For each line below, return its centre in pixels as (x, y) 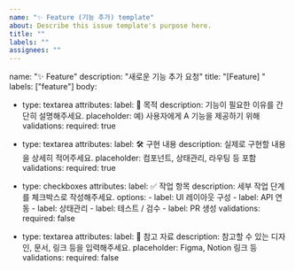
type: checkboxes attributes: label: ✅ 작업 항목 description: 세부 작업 (145, 186)
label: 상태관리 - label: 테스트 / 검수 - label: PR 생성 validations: (149, 208)
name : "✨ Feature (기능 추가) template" (82, 17)
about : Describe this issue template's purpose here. (111, 26)
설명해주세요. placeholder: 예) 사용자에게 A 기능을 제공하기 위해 (149, 116)
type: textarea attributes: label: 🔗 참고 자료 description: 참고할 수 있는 (145, 236)
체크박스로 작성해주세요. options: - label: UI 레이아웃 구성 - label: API (152, 197)
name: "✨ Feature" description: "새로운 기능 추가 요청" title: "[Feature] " (137, 77)
